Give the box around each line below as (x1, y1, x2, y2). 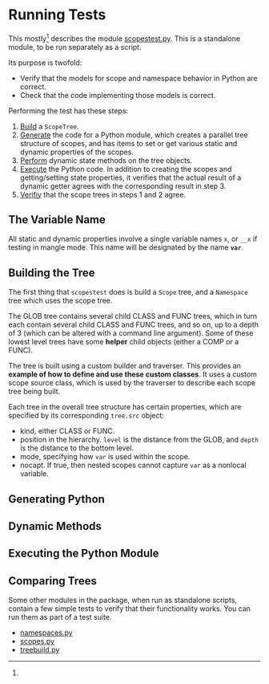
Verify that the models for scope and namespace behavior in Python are (19, 73, 258, 83)
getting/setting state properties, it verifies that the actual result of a (19, 173, 242, 182)
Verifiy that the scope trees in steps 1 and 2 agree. (19, 189, 187, 199)
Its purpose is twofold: (8, 58, 82, 67)
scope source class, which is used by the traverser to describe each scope (8, 378, 256, 388)
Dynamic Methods (8, 519, 102, 533)
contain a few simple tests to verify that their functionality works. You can (8, 604, 251, 613)
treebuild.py (19, 645, 60, 655)
